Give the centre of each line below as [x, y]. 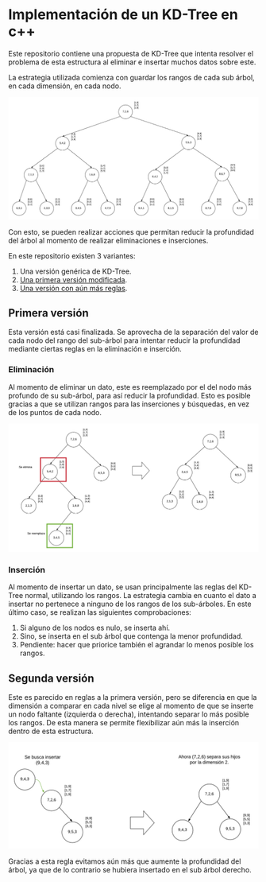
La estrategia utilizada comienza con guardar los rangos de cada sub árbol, [132, 77]
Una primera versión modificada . [73, 279]
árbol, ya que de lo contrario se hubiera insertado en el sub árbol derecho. [130, 869]
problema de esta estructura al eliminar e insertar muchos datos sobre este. [132, 62]
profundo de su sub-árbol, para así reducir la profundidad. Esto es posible [129, 395]
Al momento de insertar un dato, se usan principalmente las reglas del [123, 587]
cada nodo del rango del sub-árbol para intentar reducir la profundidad [124, 340]
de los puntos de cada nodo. [55, 412]
